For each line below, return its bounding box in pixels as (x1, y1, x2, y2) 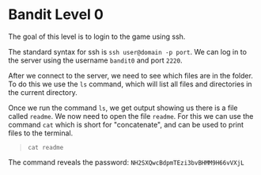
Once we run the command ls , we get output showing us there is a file (8, 103, 239, 112)
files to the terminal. (8, 128, 74, 138)
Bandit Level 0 (8, 6, 104, 24)
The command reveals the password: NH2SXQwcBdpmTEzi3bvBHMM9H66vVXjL (8, 157, 244, 167)
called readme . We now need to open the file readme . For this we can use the (8, 111, 254, 120)
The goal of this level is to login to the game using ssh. (8, 32, 186, 41)
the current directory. (8, 87, 78, 97)
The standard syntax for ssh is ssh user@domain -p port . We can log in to (8, 47, 248, 56)
